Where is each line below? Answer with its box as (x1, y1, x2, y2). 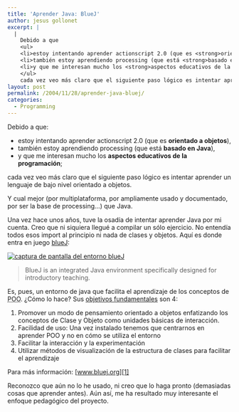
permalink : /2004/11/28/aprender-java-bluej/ (7, 90, 144, 97)
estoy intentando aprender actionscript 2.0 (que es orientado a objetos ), (17, 136, 231, 144)
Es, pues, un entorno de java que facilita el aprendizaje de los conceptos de (7, 287, 230, 295)
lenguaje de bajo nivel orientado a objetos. (7, 180, 132, 189)
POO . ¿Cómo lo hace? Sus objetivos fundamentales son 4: (7, 295, 178, 303)
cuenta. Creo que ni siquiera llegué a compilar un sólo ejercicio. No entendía (7, 223, 231, 231)
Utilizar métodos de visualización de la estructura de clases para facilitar (17, 346, 231, 354)
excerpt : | (7, 23, 40, 31)
